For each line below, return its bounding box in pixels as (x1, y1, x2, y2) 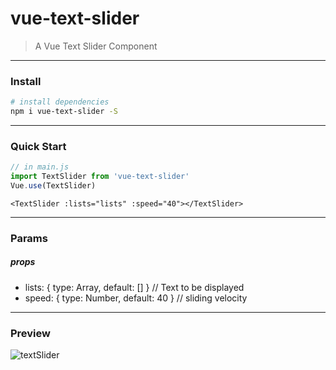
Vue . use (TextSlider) (10, 181, 97, 191)
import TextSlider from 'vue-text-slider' (10, 172, 190, 182)
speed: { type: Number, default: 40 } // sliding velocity (24, 292, 248, 304)
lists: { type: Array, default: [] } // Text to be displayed (24, 281, 245, 293)
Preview (10, 326, 51, 340)
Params (10, 231, 48, 245)
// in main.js (10, 162, 70, 172)
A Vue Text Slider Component (34, 40, 158, 52)
